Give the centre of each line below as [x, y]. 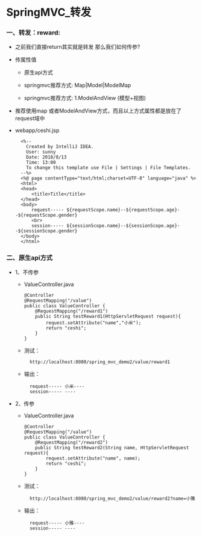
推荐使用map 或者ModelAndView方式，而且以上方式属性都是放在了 [98, 111]
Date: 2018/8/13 [46, 157]
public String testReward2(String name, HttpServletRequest [112, 447]
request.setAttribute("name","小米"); [93, 323]
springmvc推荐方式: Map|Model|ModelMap [77, 86]
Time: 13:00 [41, 163]
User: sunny [41, 152]
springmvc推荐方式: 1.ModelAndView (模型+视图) [85, 98]
